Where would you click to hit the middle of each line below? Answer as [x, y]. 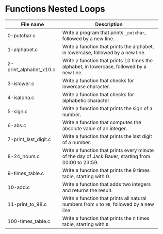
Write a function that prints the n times [106, 218]
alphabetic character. [86, 100]
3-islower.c [21, 84]
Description [109, 24]
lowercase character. [86, 86]
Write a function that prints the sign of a [107, 108]
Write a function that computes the [102, 122]
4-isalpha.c [21, 97]
